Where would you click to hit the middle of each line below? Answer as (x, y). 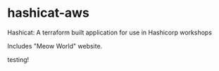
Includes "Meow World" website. (55, 46)
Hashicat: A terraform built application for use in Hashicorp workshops (110, 32)
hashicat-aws (49, 13)
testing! (18, 59)
